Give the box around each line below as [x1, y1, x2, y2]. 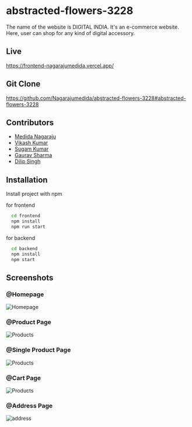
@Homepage [6, 290, 44, 298]
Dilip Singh [14, 158, 41, 165]
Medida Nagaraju [14, 133, 57, 140]
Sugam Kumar [14, 145, 49, 152]
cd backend [11, 245, 38, 252]
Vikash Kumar [14, 139, 48, 147]
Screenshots [6, 273, 54, 283]
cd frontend [11, 213, 41, 219]
